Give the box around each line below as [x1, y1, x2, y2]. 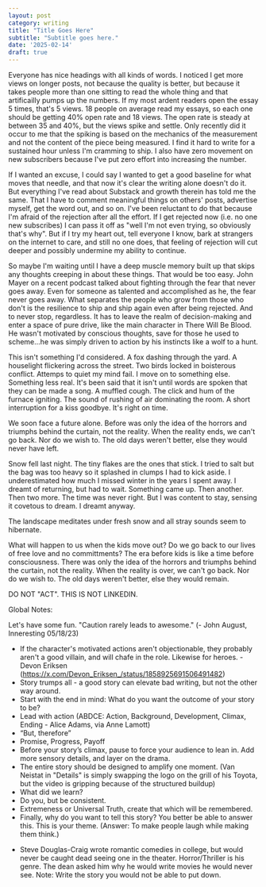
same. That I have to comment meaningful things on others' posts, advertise [8, 195, 258, 205]
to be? [19, 703, 41, 712]
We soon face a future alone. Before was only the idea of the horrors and [8, 418, 248, 428]
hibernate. [8, 525, 42, 534]
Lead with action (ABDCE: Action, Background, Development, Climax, [19, 712, 247, 720]
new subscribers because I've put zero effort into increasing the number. [8, 155, 247, 163]
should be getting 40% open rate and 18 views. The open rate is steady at [8, 113, 250, 121]
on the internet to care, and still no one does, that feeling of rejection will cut [8, 237, 258, 247]
